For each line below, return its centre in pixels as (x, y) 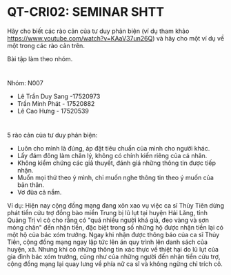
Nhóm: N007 (25, 83)
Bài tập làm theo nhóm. (40, 58)
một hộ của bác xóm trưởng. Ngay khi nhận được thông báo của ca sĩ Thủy (113, 235)
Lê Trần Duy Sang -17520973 (59, 96)
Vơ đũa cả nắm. (39, 192)
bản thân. (31, 185)
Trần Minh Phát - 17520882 (56, 104)
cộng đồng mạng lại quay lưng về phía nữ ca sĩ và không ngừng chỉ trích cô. (115, 264)
